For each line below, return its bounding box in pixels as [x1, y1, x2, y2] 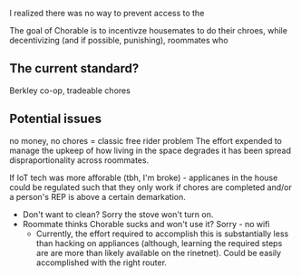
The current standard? [9, 61, 140, 76]
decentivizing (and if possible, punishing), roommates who [9, 35, 228, 45]
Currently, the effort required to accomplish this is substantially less [35, 228, 289, 239]
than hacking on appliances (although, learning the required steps [35, 237, 283, 248]
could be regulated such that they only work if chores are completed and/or [9, 181, 293, 193]
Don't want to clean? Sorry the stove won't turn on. [22, 208, 214, 220]
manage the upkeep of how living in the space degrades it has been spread [9, 145, 292, 156]
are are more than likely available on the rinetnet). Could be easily [35, 247, 282, 258]
